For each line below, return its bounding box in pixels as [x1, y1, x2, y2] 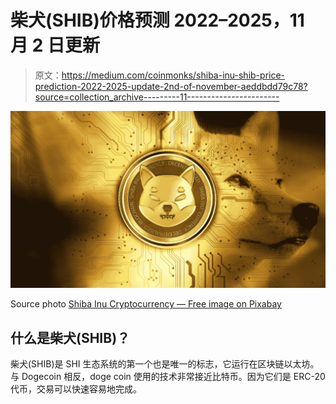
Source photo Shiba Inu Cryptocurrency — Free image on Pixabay [10, 298, 282, 310]
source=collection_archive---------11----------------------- [34, 91, 280, 103]
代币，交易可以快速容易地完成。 [10, 383, 142, 395]
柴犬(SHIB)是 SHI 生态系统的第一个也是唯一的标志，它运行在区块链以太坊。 [10, 358, 320, 370]
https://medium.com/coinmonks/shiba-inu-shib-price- [61, 69, 286, 81]
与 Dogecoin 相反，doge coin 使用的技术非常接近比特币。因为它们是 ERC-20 [10, 371, 326, 383]
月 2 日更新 [10, 34, 100, 57]
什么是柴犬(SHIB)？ [10, 329, 131, 346]
